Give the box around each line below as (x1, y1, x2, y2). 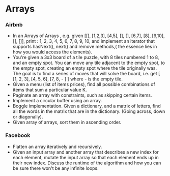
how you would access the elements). (12, 49, 93, 55)
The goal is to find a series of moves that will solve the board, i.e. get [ (12, 71, 160, 77)
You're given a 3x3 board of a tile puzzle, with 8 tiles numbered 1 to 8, (12, 54, 159, 61)
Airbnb (5, 21, 23, 28)
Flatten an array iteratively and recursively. (12, 143, 102, 150)
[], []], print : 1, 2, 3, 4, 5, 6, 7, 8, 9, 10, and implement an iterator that (12, 38, 155, 44)
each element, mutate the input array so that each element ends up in (12, 154, 159, 160)
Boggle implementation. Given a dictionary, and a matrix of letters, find (12, 103, 161, 109)
